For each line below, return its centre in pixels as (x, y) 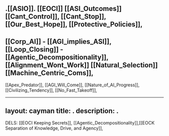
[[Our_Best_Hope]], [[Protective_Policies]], (74, 24)
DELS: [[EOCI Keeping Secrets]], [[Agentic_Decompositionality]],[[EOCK (80, 123)
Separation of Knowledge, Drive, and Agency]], (54, 128)
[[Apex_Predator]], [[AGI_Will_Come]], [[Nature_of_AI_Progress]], (72, 85)
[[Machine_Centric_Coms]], (50, 73)
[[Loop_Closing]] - (34, 49)
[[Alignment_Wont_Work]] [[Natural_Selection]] (81, 65)
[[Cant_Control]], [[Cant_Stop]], (56, 17)
